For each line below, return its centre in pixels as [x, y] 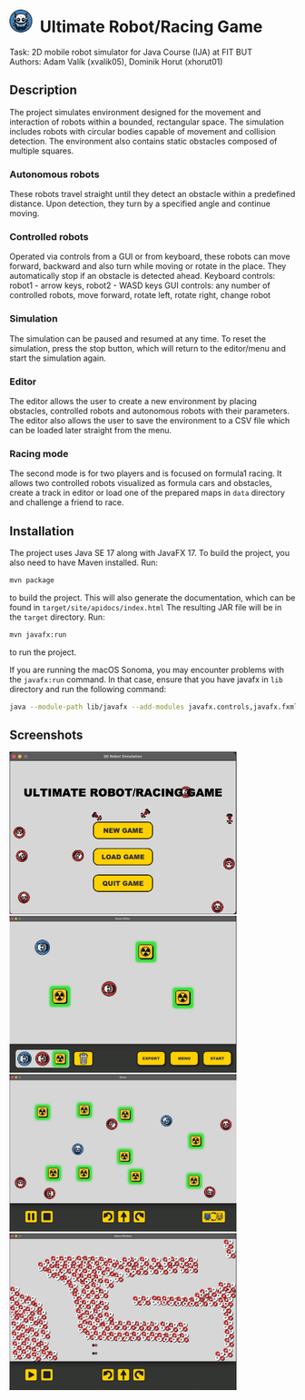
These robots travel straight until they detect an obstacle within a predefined [152, 194]
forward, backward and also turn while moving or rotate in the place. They [148, 266]
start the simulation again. [58, 358]
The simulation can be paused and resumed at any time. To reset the [138, 338]
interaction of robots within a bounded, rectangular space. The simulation [147, 122]
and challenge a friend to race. [67, 502]
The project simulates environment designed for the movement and [135, 112]
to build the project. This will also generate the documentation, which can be [152, 597]
